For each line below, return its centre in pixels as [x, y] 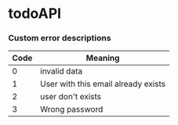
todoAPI [35, 14]
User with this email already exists [103, 84]
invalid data [62, 71]
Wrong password [72, 109]
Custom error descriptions [60, 38]
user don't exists [71, 97]
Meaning [103, 58]
